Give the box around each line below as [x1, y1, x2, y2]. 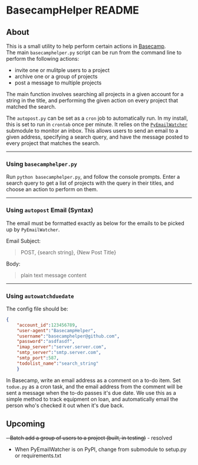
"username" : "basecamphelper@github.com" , [16, 333, 120, 339]
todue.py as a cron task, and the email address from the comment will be [6, 383, 183, 390]
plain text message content [20, 271, 87, 279]
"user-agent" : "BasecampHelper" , [16, 328, 96, 333]
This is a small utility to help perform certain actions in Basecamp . [6, 42, 166, 50]
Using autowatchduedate [6, 292, 74, 300]
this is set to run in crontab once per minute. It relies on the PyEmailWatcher [6, 121, 187, 127]
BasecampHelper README [6, 4, 140, 17]
